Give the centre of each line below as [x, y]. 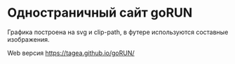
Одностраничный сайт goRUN [100, 13]
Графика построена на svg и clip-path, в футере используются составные [118, 32]
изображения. [28, 39]
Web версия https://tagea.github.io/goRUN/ [71, 53]
